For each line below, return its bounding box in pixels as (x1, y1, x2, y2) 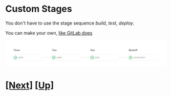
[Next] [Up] (5, 80, 54, 91)
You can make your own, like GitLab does (5, 30, 93, 36)
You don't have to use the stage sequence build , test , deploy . (5, 20, 135, 26)
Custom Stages (5, 3, 73, 15)
